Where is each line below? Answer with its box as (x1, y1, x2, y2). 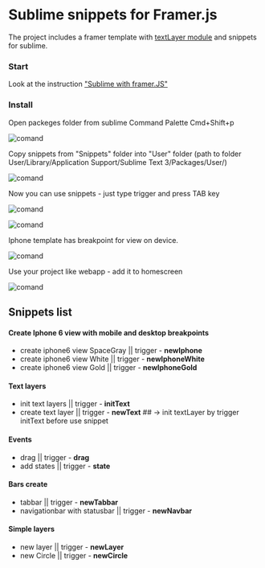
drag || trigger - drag (19, 452, 90, 462)
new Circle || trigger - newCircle (19, 550, 128, 560)
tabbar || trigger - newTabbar (19, 497, 119, 507)
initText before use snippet (19, 416, 108, 426)
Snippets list (8, 305, 72, 319)
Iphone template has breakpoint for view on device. (8, 235, 179, 245)
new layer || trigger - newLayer (19, 541, 124, 552)
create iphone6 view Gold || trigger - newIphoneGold (19, 363, 198, 372)
